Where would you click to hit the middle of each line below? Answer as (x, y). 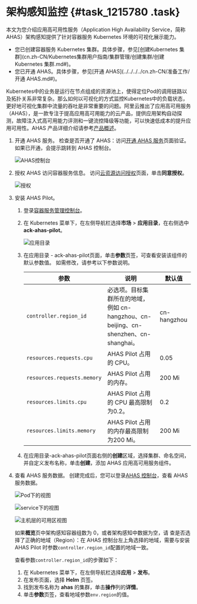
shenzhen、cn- (129, 334)
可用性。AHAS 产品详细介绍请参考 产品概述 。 (65, 128)
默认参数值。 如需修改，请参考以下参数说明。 (78, 262)
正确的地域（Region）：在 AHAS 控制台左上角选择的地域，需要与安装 (107, 540)
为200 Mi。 (123, 440)
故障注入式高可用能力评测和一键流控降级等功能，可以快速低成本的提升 (101, 121)
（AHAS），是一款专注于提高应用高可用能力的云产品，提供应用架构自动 (91, 113)
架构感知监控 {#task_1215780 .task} (93, 12)
